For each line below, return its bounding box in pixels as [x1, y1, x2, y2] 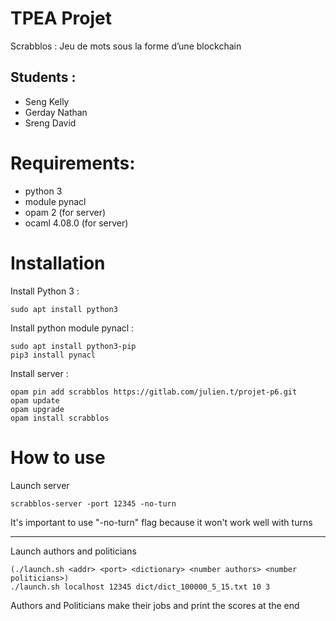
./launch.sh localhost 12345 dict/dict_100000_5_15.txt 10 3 [10, 582, 271, 592]
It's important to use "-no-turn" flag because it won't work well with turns [10, 516, 313, 528]
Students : [10, 69, 77, 86]
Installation [10, 252, 106, 274]
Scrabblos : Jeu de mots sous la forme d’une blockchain [10, 40, 242, 52]
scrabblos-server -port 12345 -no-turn [10, 498, 177, 509]
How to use [10, 446, 106, 469]
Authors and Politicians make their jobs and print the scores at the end [10, 599, 300, 611]
